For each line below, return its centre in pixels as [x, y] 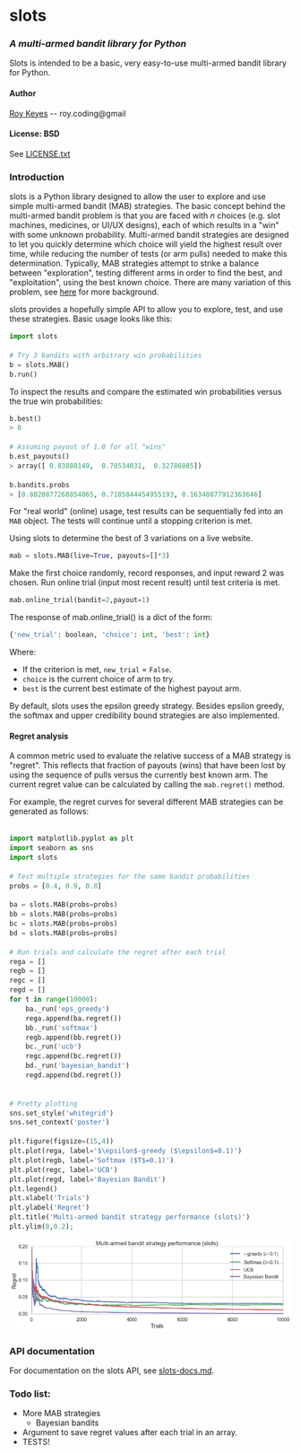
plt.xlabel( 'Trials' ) [50, 1198]
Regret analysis [39, 736]
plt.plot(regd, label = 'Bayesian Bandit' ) [88, 1179]
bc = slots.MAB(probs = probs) [64, 924]
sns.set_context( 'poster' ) [60, 1123]
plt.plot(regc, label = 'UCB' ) [64, 1169]
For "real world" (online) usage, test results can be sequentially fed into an [146, 512]
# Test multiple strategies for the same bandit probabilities [130, 876]
